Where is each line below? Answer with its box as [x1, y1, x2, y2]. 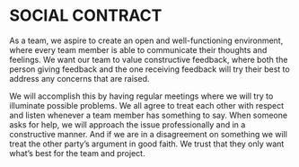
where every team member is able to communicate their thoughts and [9, 44, 268, 55]
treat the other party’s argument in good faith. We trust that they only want [9, 138, 285, 149]
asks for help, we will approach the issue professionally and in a [9, 119, 246, 130]
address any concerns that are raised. [9, 73, 150, 83]
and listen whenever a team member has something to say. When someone [9, 110, 288, 120]
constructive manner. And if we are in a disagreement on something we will [9, 128, 287, 139]
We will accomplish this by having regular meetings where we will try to [9, 91, 274, 101]
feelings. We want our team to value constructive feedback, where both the [9, 54, 288, 65]
